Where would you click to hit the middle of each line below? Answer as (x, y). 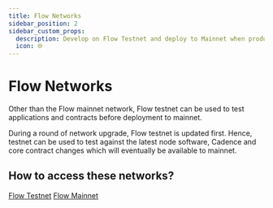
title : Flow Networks (45, 16)
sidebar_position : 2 (43, 24)
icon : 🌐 (29, 46)
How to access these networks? (91, 176)
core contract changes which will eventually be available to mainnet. (123, 150)
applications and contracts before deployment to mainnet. (106, 118)
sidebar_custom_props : (47, 31)
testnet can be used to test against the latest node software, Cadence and (132, 142)
